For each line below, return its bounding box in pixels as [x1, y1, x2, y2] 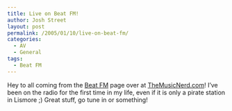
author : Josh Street [7, 17, 67, 24]
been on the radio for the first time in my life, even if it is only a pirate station [7, 88, 226, 96]
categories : [7, 36, 42, 43]
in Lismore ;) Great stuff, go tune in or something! [7, 95, 148, 104]
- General [13, 49, 42, 56]
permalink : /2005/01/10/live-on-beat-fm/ [7, 29, 129, 37]
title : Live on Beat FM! [7, 10, 79, 17]
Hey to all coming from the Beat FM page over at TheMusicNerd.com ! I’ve [7, 80, 219, 89]
